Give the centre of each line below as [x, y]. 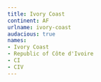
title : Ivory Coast [36, 14]
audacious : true [31, 34]
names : [17, 41]
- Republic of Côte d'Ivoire [51, 54]
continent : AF [28, 21]
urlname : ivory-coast [39, 27]
